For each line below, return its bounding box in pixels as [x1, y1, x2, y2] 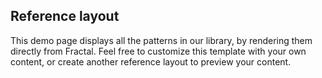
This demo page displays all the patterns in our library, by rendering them [10, 34, 313, 46]
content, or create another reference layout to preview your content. [10, 55, 292, 68]
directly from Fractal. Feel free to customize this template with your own [10, 45, 307, 57]
